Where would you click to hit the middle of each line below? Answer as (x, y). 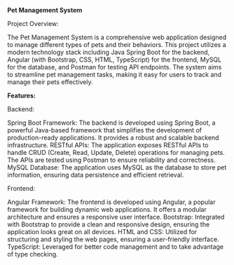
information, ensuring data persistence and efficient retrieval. (96, 175)
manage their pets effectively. (50, 82)
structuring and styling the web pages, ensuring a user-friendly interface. (113, 239)
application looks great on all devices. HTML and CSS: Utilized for (102, 232)
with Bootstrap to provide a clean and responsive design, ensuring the (109, 224)
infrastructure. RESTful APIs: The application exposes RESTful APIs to (108, 145)
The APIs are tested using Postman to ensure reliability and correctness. (111, 160)
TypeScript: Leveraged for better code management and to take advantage (116, 247)
